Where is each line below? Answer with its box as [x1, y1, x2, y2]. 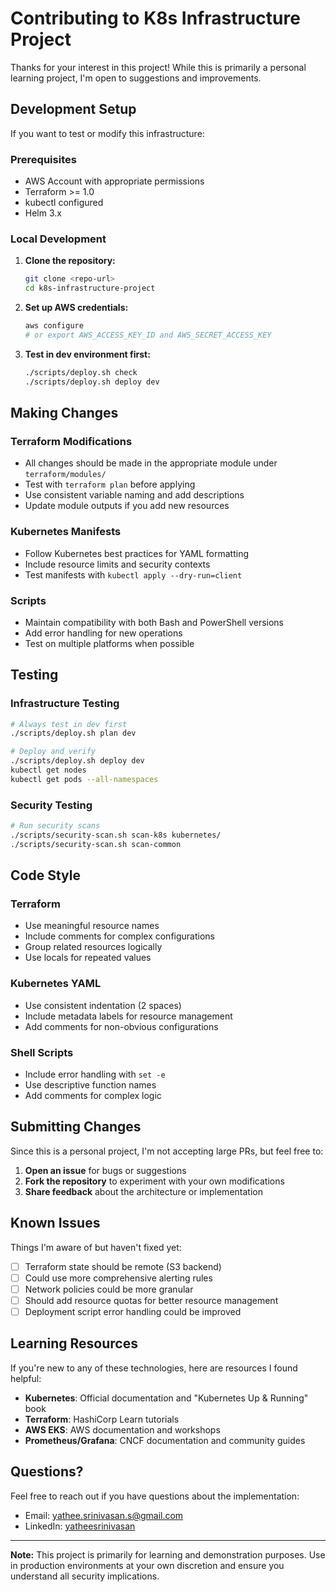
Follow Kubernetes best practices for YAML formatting [24, 547, 250, 559]
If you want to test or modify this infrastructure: [10, 127, 205, 139]
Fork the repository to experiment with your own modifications [24, 1175, 285, 1187]
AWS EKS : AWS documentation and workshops [24, 1423, 221, 1436]
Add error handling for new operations [24, 627, 183, 639]
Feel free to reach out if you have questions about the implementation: [10, 1490, 300, 1502]
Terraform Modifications [10, 434, 133, 448]
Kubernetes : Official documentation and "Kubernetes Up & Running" [24, 1392, 309, 1404]
